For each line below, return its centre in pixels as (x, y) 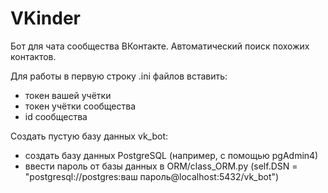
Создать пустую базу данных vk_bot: (89, 136)
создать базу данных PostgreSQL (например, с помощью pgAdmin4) (171, 155)
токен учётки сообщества (80, 106)
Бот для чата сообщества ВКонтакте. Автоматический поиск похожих (160, 46)
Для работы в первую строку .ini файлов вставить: (119, 76)
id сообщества (56, 116)
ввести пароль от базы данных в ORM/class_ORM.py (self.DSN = (161, 166)
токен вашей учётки (68, 95)
